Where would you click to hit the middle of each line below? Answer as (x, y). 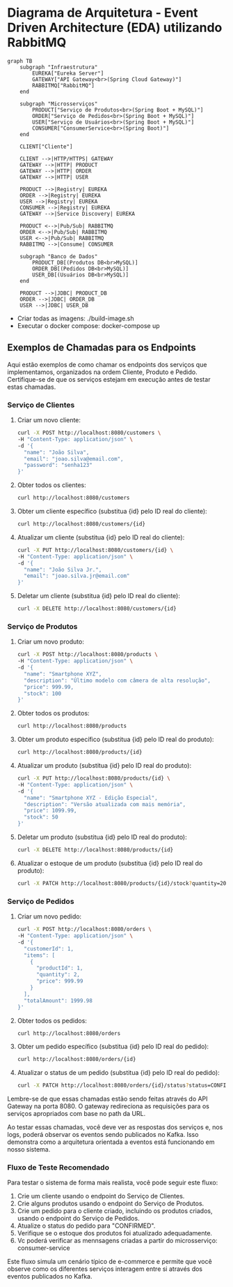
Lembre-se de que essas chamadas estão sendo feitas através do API (107, 1099)
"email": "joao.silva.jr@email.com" (77, 576)
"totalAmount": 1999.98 (58, 1000)
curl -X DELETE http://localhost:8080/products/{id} (95, 850)
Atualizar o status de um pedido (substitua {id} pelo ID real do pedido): (119, 1073)
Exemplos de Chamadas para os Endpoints (102, 348)
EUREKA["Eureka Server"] (68, 73)
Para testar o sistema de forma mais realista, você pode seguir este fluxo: (113, 1183)
